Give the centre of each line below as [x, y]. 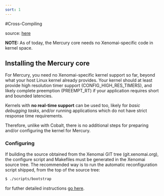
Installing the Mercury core [47, 64]
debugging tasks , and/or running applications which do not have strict [76, 111]
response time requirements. [34, 116]
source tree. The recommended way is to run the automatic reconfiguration [81, 165]
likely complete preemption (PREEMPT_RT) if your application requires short [82, 91]
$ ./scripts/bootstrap [28, 179]
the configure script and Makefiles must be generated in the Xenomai [75, 159]
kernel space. [19, 48]
